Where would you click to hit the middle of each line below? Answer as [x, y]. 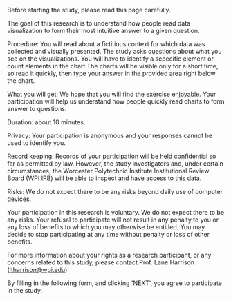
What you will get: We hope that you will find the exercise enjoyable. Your [112, 94]
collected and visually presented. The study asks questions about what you [115, 51]
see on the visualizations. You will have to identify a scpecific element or [111, 59]
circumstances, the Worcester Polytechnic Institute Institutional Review [108, 171]
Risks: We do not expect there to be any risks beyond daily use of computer [115, 192]
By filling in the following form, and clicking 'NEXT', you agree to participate [115, 283]
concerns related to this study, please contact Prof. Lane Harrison [101, 262]
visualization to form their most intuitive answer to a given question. [103, 31]
